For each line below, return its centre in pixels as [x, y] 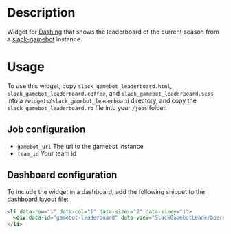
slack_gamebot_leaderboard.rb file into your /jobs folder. [87, 107]
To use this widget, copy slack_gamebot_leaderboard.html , [90, 86]
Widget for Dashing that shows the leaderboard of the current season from [113, 32]
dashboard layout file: [38, 199]
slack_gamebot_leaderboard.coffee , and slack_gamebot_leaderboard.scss [111, 93]
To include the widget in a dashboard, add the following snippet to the [106, 191]
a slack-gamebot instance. [45, 39]
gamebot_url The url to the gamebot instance [80, 146]
